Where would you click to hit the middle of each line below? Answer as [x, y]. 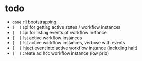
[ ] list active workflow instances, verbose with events [69, 42]
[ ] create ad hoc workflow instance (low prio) [60, 53]
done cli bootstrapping [34, 22]
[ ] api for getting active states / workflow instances [66, 27]
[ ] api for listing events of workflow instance [59, 32]
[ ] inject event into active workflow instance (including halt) [75, 48]
